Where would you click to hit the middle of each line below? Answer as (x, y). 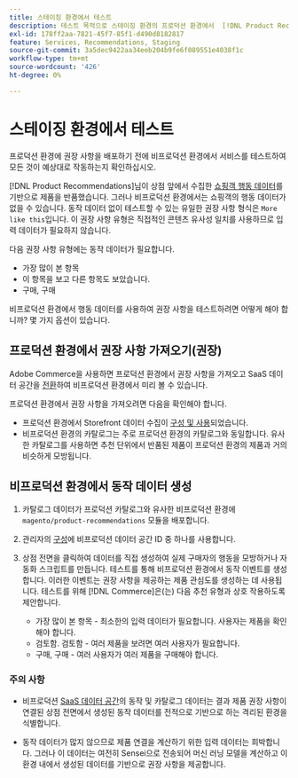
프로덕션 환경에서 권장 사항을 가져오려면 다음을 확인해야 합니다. (118, 404)
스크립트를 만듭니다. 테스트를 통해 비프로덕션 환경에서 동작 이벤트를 (155, 570)
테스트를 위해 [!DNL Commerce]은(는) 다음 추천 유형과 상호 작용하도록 (163, 592)
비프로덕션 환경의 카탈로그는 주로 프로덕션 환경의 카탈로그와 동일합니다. (145, 433)
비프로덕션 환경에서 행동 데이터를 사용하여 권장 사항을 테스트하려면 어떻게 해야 (144, 309)
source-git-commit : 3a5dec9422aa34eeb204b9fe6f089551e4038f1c (126, 51)
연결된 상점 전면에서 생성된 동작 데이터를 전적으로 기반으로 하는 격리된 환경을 (155, 711)
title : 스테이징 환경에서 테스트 (61, 17)
